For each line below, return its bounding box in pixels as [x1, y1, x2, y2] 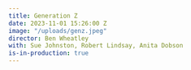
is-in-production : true [8, 49, 89, 57]
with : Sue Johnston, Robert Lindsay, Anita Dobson [8, 42, 184, 50]
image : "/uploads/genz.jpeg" [8, 27, 107, 35]
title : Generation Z [8, 11, 79, 20]
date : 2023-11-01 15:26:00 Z [8, 19, 107, 27]
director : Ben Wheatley [8, 34, 89, 43]
